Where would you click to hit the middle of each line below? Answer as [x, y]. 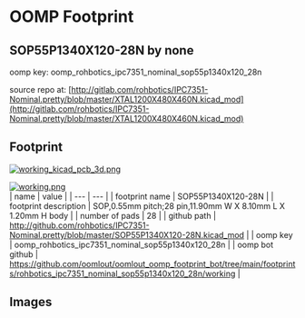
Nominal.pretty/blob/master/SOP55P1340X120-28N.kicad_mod [127, 234]
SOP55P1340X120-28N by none [102, 50]
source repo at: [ [40, 89]
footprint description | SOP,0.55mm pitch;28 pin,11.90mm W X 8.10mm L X [148, 205]
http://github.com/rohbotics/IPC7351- [79, 225]
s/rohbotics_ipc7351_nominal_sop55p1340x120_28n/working [123, 273]
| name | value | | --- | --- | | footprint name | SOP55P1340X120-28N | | [142, 196]
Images [31, 302]
